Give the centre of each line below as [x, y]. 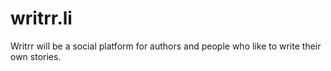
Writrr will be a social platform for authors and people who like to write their [166, 46]
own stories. [36, 56]
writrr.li [41, 18]
